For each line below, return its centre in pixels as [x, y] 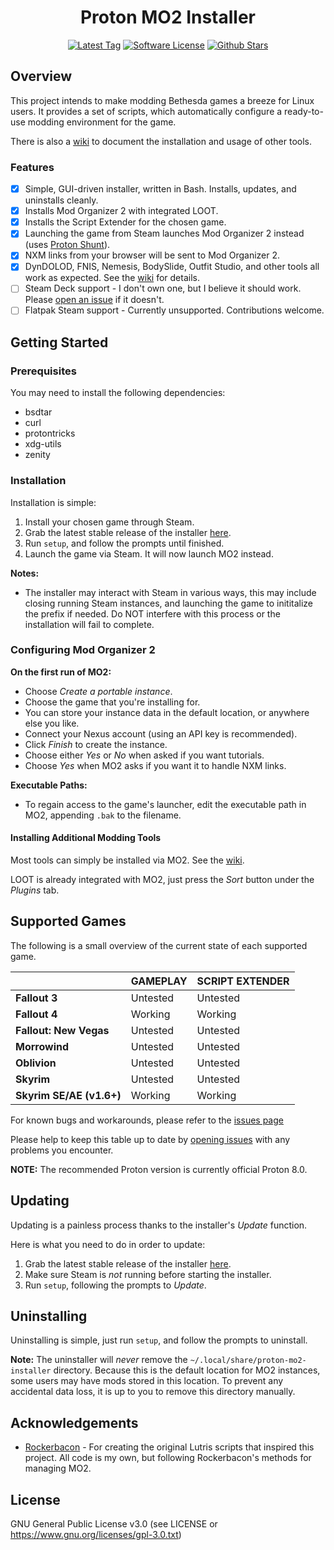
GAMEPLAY [159, 981]
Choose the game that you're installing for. [112, 702]
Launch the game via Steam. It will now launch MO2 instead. [149, 553]
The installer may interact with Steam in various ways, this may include [170, 592]
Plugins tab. [35, 890]
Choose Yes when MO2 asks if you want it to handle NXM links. [155, 765]
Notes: [25, 573]
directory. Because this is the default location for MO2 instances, [187, 1370]
